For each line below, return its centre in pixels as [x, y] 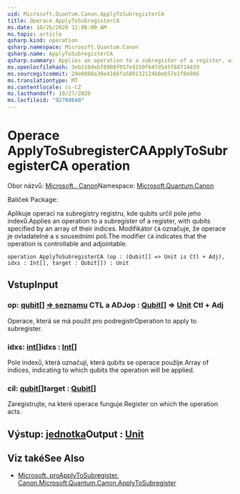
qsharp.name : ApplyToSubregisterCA [60, 54]
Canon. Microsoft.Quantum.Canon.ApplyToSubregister [97, 483]
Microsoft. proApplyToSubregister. [68, 475]
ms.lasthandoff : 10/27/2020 [49, 94]
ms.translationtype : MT [43, 80]
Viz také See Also [46, 458]
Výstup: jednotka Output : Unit [76, 434]
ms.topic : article [35, 34]
